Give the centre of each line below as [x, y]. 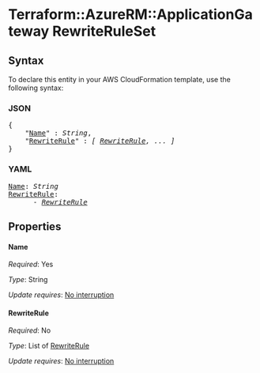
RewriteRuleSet [104, 31]
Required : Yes [31, 264]
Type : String [28, 280]
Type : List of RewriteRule [49, 346]
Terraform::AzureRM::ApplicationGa [130, 15]
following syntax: [36, 88]
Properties [35, 226]
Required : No [30, 330]
